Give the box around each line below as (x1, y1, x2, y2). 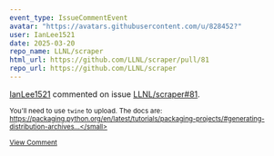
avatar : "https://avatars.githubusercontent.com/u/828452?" (9, 22, 243, 31)
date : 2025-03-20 (9, 38, 76, 48)
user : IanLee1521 (9, 30, 76, 39)
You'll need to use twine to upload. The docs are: (9, 106, 163, 115)
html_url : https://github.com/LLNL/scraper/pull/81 (9, 55, 209, 64)
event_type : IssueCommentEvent (9, 13, 128, 23)
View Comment (9, 138, 57, 147)
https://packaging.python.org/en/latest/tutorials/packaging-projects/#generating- (9, 114, 266, 123)
